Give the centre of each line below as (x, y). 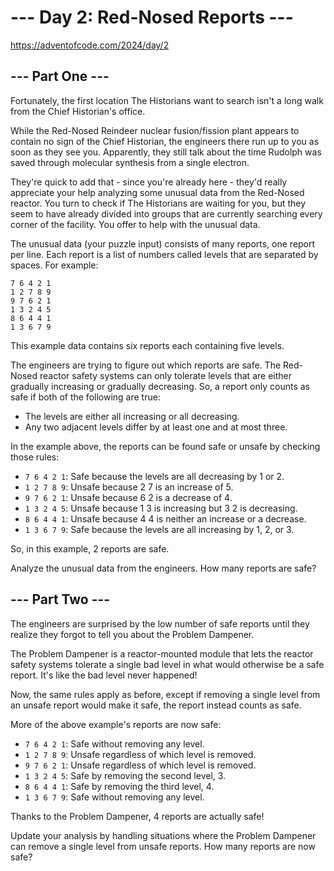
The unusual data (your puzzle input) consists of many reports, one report (163, 243)
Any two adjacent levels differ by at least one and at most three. (156, 427)
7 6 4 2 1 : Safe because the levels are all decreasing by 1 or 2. (154, 476)
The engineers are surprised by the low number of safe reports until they (160, 623)
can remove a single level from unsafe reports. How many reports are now (163, 846)
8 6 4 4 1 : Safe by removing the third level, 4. (119, 786)
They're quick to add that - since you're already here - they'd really (149, 182)
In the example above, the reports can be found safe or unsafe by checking (165, 446)
